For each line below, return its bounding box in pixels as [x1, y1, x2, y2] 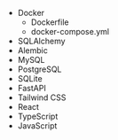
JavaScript [17, 121, 58, 131]
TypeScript [17, 111, 59, 121]
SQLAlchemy [17, 35, 66, 46]
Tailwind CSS [17, 92, 67, 103]
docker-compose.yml [30, 27, 109, 36]
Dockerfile [30, 17, 69, 27]
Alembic [17, 45, 49, 56]
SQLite [17, 74, 43, 83]
